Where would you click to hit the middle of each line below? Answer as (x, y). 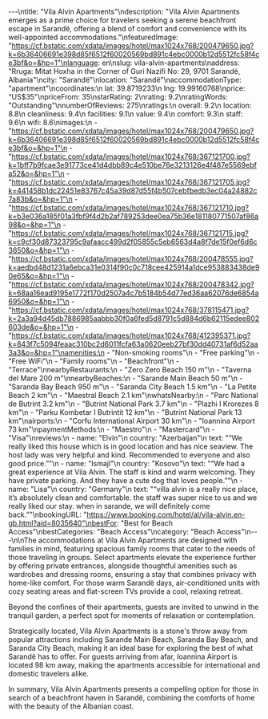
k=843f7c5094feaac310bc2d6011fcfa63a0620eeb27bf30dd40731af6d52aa (133, 344)
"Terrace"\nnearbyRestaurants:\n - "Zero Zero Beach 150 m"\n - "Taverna (130, 370)
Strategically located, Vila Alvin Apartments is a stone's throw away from (128, 631)
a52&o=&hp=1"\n (37, 173)
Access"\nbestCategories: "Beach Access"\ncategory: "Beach (112, 532)
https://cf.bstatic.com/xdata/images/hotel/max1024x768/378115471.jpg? (130, 310)
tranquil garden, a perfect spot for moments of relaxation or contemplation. (132, 615)
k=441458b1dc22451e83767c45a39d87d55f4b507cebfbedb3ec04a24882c (133, 191)
